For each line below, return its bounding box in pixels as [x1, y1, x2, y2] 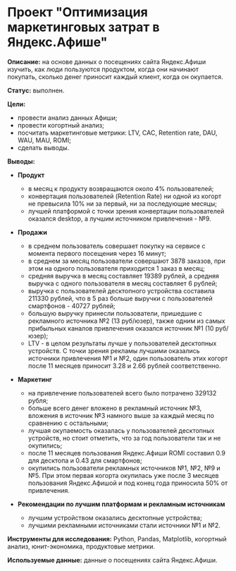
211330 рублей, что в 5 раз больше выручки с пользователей [27, 294, 213, 302]
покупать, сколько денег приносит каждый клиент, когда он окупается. [7, 72, 223, 81]
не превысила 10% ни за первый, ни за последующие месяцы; [27, 199, 217, 208]
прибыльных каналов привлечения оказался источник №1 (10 [27, 324, 214, 332]
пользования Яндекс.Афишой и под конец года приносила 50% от [27, 479, 228, 487]
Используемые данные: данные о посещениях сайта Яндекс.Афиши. [7, 555, 218, 564]
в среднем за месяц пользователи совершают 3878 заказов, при [27, 257, 225, 265]
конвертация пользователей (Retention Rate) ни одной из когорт [27, 192, 222, 200]
